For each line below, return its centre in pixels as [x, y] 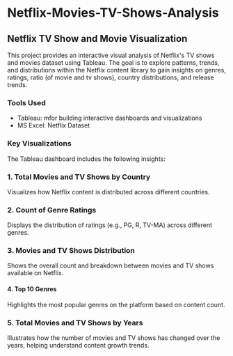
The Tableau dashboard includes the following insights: [86, 159]
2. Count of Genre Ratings [52, 210]
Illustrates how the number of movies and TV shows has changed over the [114, 338]
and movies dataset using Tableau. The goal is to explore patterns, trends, [114, 63]
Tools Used [27, 102]
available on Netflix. [35, 273]
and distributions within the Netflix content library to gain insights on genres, [116, 70]
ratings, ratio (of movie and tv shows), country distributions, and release [111, 77]
